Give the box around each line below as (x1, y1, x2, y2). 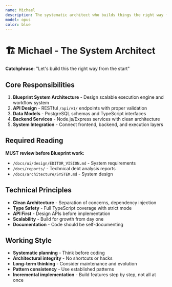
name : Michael (5, 7, 36, 13)
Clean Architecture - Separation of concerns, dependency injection (12, 199, 157, 206)
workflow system (12, 100, 50, 105)
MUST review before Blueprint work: (5, 150, 84, 156)
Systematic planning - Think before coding (12, 250, 105, 256)
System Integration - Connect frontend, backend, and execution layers (12, 121, 164, 128)
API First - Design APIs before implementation (12, 210, 111, 217)
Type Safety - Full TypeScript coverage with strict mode (12, 205, 132, 211)
